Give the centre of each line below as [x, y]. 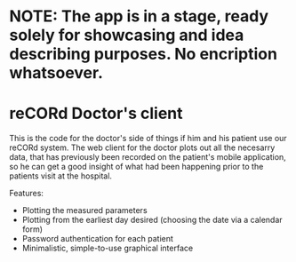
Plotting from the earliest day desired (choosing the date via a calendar [152, 220]
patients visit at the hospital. [61, 176]
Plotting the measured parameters [85, 210]
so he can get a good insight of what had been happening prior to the [136, 167]
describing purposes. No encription [144, 54]
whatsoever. [56, 73]
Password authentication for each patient [97, 239]
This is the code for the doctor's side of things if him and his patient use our [148, 139]
